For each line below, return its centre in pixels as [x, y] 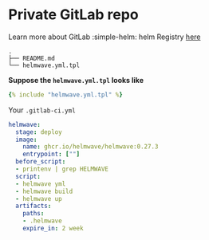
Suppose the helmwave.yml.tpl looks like [76, 80]
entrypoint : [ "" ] [51, 154]
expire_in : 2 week [53, 229]
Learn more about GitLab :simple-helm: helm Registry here [104, 37]
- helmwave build [44, 191]
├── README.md [32, 58]
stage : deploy [39, 132]
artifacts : [34, 206]
